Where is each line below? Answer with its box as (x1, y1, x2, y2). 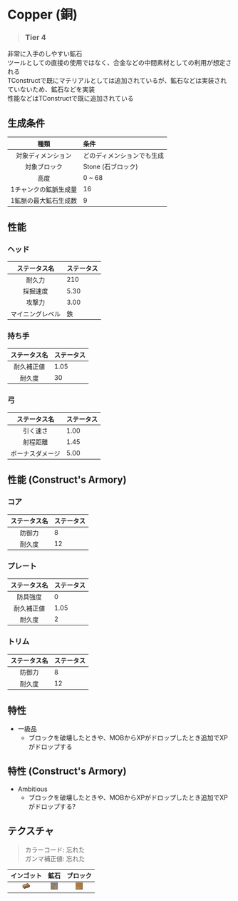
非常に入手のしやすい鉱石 (7, 49, 83, 58)
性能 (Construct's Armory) (7, 474, 127, 486)
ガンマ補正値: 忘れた (24, 854, 86, 862)
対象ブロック (24, 162, 63, 171)
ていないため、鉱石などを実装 (7, 85, 95, 94)
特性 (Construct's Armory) (7, 765, 127, 777)
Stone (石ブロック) (83, 162, 139, 171)
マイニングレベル (10, 309, 61, 318)
